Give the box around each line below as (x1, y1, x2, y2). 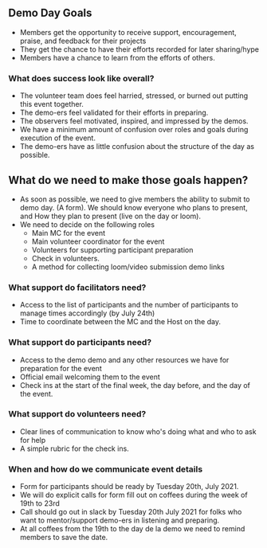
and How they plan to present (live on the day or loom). (19, 211, 202, 221)
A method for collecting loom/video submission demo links (31, 262, 225, 272)
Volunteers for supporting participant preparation (31, 245, 194, 254)
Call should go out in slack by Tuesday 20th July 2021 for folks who (19, 507, 242, 517)
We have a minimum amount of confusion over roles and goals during (19, 125, 249, 135)
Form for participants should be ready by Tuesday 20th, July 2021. (19, 482, 239, 491)
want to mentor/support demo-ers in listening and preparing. (19, 515, 220, 525)
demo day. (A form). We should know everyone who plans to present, (19, 202, 249, 212)
